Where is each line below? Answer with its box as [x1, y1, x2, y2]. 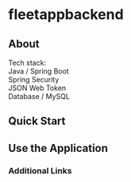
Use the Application [8, 141, 109, 155]
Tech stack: [8, 58, 46, 67]
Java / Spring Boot [8, 66, 69, 76]
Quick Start [8, 115, 66, 128]
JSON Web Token [8, 83, 67, 93]
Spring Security [8, 75, 60, 84]
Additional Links [8, 165, 72, 176]
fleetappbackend [8, 6, 125, 24]
